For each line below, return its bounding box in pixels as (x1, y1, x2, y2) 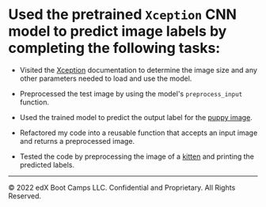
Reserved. (8, 191, 42, 201)
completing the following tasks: (8, 40, 221, 57)
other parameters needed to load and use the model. (19, 73, 192, 83)
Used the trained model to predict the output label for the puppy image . (19, 112, 253, 122)
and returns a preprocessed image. (19, 136, 135, 145)
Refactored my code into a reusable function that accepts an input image (19, 128, 258, 137)
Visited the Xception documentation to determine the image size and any (19, 65, 257, 74)
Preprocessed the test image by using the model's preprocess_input (19, 88, 243, 98)
